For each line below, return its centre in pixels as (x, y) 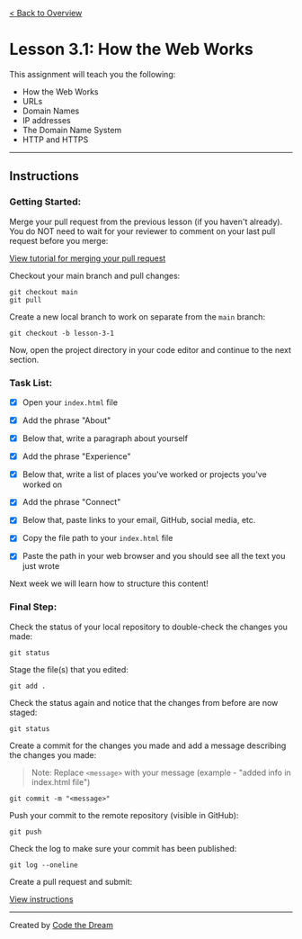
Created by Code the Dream (62, 925)
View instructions (41, 898)
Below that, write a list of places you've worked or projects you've (144, 474)
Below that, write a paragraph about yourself (105, 438)
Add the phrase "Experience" (76, 456)
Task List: (31, 383)
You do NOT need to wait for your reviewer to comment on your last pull (142, 231)
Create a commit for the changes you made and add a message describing (148, 745)
